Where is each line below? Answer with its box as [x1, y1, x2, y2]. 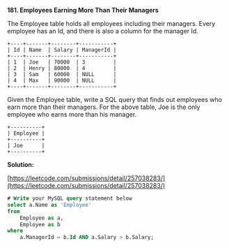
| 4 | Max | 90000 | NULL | [7, 77, 117, 84]
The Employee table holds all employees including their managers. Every [7, 20, 216, 27]
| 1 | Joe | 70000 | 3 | [7, 59, 117, 66]
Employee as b [19, 221, 61, 228]
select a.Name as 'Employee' [7, 201, 92, 208]
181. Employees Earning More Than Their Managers [7, 6, 159, 14]
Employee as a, [19, 214, 64, 221]
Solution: [7, 161, 35, 168]
